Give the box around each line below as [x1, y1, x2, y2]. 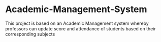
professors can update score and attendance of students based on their [5, 25, 156, 31]
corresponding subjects [5, 31, 55, 37]
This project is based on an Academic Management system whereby [5, 20, 149, 26]
